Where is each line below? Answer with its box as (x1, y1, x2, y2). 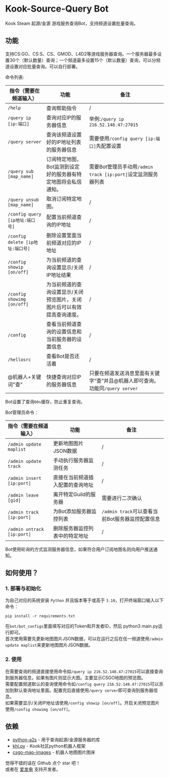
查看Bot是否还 (46, 352, 79, 360)
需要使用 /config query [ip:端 (89, 134, 160, 142)
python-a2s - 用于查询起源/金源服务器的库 (12, 736, 101, 743)
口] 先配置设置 (89, 142, 122, 149)
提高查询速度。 (46, 311, 82, 318)
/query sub (8, 168, 34, 174)
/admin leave (8, 492, 39, 498)
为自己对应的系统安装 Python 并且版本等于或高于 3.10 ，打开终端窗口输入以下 (5, 597, 164, 603)
